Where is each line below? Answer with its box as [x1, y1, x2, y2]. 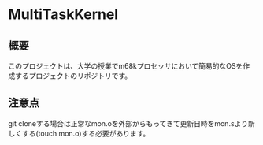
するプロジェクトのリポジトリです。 [14, 71, 132, 80]
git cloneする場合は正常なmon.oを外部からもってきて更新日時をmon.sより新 [8, 118, 256, 128]
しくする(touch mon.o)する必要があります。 [8, 128, 150, 138]
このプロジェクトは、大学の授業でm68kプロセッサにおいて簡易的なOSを [8, 61, 243, 70]
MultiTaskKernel [8, 6, 119, 24]
